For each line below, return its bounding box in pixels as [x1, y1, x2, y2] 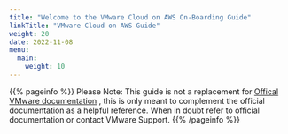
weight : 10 [25, 63, 66, 71]
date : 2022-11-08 [9, 37, 74, 47]
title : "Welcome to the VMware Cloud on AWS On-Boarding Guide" [9, 12, 252, 22]
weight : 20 [9, 29, 50, 38]
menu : [9, 46, 29, 55]
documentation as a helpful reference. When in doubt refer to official [9, 105, 260, 115]
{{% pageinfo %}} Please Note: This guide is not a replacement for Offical [9, 86, 279, 97]
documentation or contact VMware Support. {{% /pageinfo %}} [9, 114, 241, 124]
